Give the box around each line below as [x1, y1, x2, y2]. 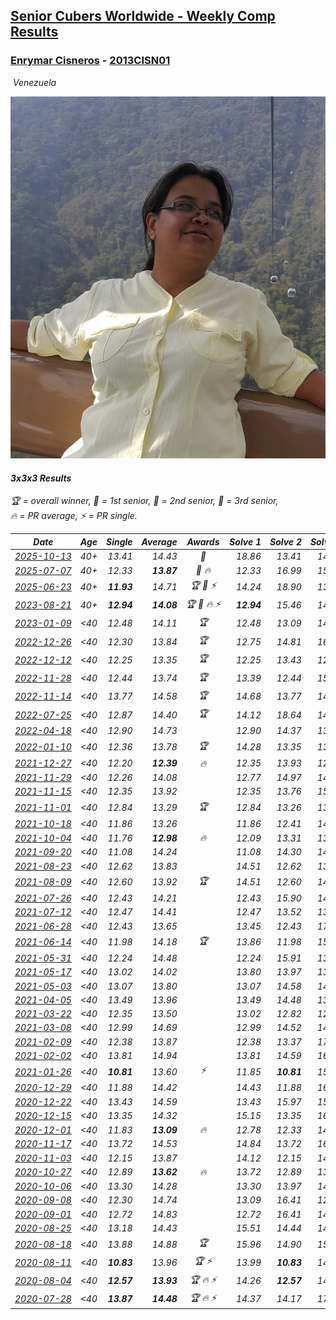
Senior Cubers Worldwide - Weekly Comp [10, 8, 276, 25]
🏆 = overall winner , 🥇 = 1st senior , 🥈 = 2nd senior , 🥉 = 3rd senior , [10, 495, 279, 507]
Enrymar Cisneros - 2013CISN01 [10, 54, 171, 68]
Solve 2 [269, 535, 302, 548]
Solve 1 [229, 535, 262, 548]
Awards [186, 535, 220, 548]
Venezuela [12, 76, 57, 88]
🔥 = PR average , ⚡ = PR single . [10, 510, 138, 522]
